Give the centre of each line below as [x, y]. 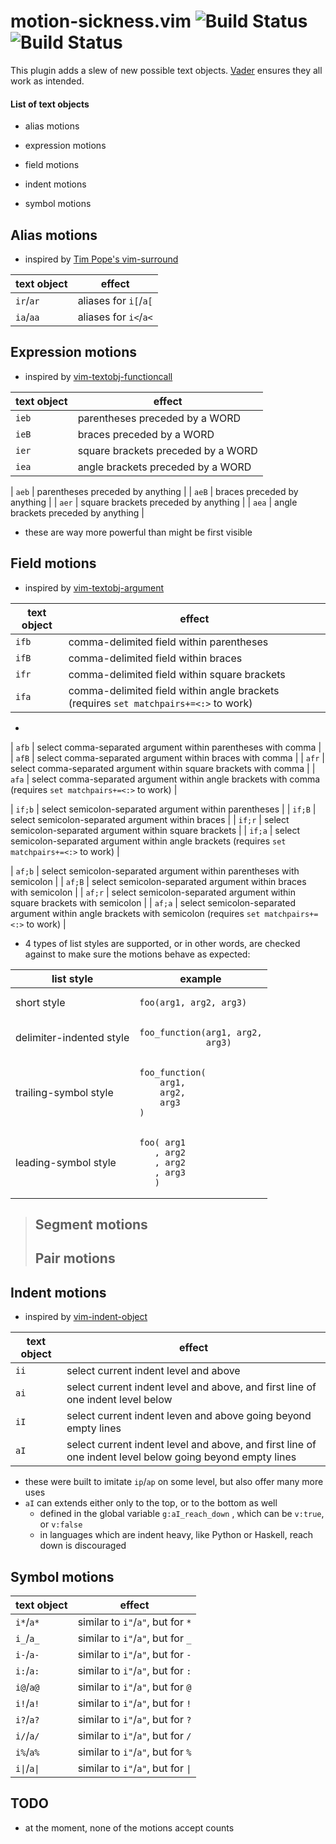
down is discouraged [83, 1546]
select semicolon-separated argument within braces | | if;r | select [150, 819]
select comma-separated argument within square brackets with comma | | [163, 768]
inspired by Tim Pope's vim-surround [101, 259]
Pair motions [75, 1258]
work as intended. [47, 81]
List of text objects [50, 104]
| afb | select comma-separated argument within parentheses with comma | [166, 747]
